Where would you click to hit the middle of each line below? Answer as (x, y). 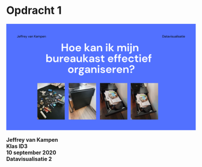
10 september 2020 (31, 153)
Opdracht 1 (34, 11)
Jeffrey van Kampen (32, 140)
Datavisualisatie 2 (29, 159)
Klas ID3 (17, 146)
